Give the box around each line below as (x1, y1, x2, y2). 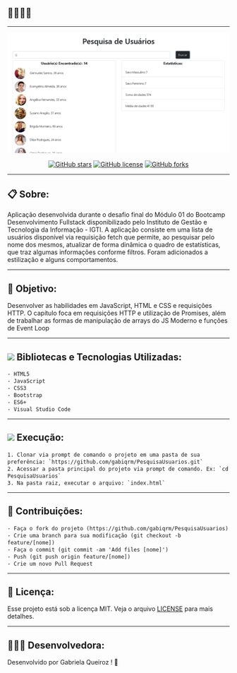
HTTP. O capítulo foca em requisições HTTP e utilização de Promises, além (7, 309, 226, 318)
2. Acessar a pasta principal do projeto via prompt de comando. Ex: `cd (7, 465, 229, 472)
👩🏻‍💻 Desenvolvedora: (7, 639, 105, 651)
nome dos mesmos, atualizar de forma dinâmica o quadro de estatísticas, (7, 241, 221, 249)
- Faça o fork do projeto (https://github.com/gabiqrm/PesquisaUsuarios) (7, 525, 229, 532)
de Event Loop (7, 324, 49, 333)
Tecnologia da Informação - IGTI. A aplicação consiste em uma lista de (7, 225, 213, 234)
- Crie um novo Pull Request (7, 560, 93, 567)
